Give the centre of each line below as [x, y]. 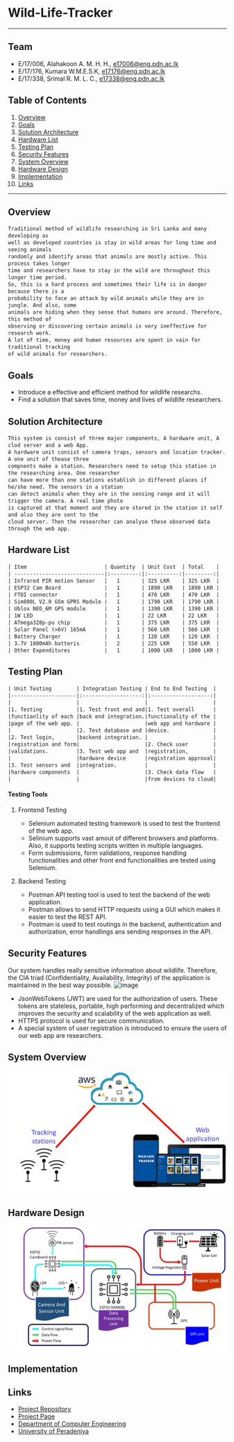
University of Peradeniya [53, 1432]
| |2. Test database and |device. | [112, 730]
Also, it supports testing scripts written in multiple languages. [116, 845]
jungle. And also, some [42, 305]
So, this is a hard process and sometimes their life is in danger [108, 285]
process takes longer [39, 264]
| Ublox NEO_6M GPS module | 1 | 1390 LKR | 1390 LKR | [114, 609]
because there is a [36, 291]
